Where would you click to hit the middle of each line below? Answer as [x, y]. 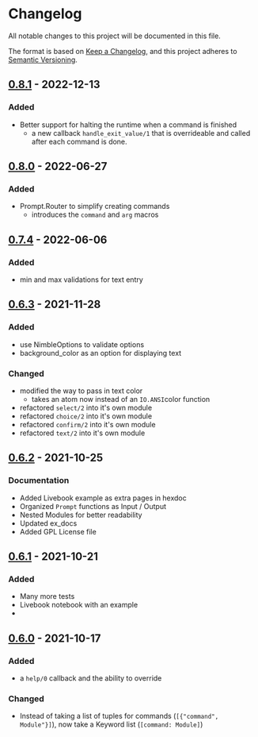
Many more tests [47, 596]
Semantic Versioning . [43, 60]
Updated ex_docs [48, 523]
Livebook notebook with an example [79, 605]
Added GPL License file [58, 531]
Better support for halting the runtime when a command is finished [128, 125]
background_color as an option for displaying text [101, 353]
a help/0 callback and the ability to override [91, 678]
